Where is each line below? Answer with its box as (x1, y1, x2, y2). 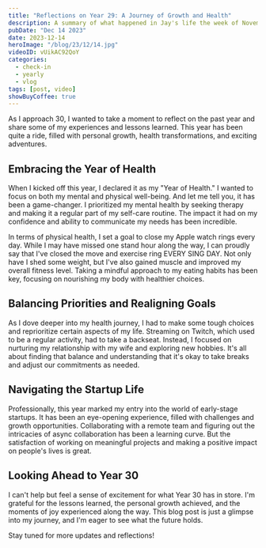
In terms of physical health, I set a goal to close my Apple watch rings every (8, 232, 256, 242)
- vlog (15, 77, 37, 85)
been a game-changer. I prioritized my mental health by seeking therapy (8, 200, 244, 210)
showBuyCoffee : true (8, 93, 77, 100)
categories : (8, 56, 47, 64)
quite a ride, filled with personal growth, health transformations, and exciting (8, 131, 257, 141)
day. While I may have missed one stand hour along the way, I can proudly (8, 240, 250, 250)
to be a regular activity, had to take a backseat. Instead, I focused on (8, 334, 232, 344)
